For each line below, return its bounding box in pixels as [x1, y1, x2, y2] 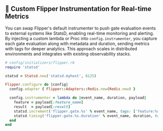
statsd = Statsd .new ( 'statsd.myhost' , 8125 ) [5, 73, 97, 78]
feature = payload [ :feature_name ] [14, 100, 83, 105]
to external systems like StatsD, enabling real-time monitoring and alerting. [5, 30, 154, 36]
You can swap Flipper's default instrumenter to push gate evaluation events [5, 25, 156, 31]
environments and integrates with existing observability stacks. [5, 51, 131, 57]
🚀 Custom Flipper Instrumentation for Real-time [5, 5, 152, 13]
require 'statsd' [5, 65, 40, 70]
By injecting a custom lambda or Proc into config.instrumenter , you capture [5, 35, 158, 41]
